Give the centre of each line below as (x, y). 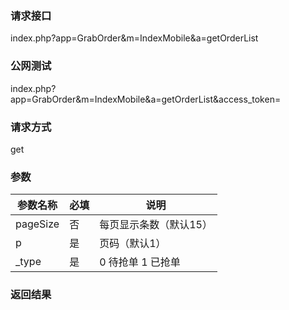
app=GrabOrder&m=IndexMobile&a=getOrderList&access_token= (146, 99)
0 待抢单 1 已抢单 (140, 262)
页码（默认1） (133, 244)
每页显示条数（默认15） (156, 225)
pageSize (37, 224)
